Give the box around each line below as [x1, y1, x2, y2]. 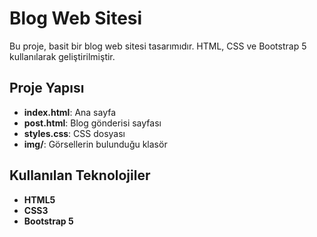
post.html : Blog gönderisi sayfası [23, 117, 162, 129]
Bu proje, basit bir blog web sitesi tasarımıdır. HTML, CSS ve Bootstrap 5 [9, 40, 307, 52]
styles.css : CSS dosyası [23, 127, 126, 139]
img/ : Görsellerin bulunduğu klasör [23, 138, 168, 150]
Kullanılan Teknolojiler [9, 167, 151, 184]
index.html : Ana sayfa [23, 106, 117, 118]
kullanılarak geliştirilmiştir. [9, 50, 116, 62]
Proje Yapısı [9, 80, 85, 97]
